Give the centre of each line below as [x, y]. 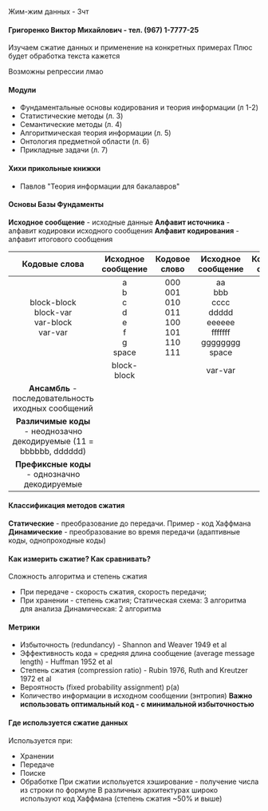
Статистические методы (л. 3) [71, 116]
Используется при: [41, 740]
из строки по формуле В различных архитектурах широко [118, 789]
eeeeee [221, 322]
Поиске [33, 773]
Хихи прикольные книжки [55, 168]
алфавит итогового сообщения [61, 239]
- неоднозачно [53, 431]
